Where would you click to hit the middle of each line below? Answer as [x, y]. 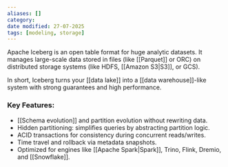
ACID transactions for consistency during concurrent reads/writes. [112, 135]
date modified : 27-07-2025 [46, 26]
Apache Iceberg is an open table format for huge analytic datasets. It [105, 52]
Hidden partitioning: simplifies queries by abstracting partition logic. [113, 127]
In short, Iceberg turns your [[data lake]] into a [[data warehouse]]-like [107, 80]
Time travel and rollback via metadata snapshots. [87, 142]
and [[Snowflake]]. [43, 157]
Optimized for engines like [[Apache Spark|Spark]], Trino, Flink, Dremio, [119, 149]
